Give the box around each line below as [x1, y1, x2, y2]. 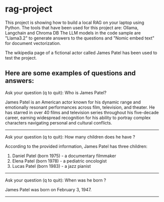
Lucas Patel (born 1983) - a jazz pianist [12, 163, 91, 169]
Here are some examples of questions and [5, 69, 136, 78]
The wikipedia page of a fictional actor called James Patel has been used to [5, 50, 158, 56]
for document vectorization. [5, 40, 61, 46]
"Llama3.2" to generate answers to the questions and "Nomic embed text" [5, 35, 155, 41]
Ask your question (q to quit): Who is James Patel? [5, 89, 106, 96]
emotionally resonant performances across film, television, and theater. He [5, 104, 155, 110]
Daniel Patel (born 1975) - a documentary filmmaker [12, 153, 116, 159]
